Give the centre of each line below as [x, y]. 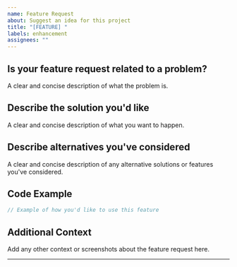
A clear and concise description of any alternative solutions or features [110, 164]
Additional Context [49, 232]
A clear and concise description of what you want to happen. [96, 125]
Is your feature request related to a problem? [107, 69]
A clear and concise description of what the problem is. [88, 85]
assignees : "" [28, 40]
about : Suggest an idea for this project [69, 20]
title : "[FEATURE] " [38, 27]
